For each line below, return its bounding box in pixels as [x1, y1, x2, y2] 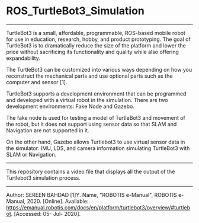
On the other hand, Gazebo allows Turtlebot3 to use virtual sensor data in [6, 138, 185, 145]
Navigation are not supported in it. [6, 126, 90, 134]
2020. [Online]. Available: [27, 197, 89, 205]
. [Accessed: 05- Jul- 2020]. [11, 210, 81, 217]
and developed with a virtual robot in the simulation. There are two [6, 96, 168, 103]
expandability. [6, 55, 40, 62]
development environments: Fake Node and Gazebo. [6, 103, 134, 110]
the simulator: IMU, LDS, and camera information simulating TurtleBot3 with [6, 144, 190, 152]
